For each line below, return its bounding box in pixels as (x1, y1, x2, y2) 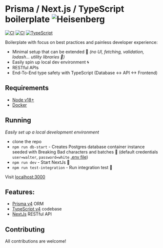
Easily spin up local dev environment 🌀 (12, 59, 89, 65)
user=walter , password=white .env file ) (12, 154, 88, 160)
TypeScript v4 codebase (12, 206, 62, 212)
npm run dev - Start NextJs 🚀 (12, 159, 70, 165)
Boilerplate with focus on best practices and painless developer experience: (5, 39, 158, 45)
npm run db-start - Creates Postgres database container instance (12, 144, 145, 150)
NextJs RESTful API (12, 211, 52, 217)
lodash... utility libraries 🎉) (12, 54, 65, 59)
